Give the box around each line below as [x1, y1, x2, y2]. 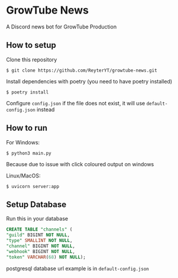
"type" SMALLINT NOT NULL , [6, 238, 73, 244]
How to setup [6, 40, 56, 50]
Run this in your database [6, 215, 69, 222]
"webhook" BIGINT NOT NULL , [6, 248, 76, 254]
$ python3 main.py [6, 150, 51, 156]
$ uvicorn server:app [6, 183, 60, 189]
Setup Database [6, 199, 67, 209]
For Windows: [6, 138, 40, 146]
